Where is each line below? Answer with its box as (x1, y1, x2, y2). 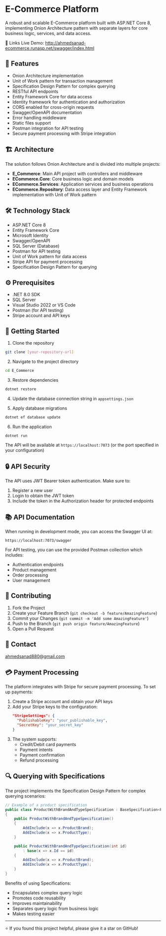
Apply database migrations (12, 405, 68, 411)
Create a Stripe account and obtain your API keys (12, 699, 113, 705)
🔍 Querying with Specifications (5, 772, 105, 781)
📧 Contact (5, 640, 37, 649)
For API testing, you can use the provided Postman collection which (5, 547, 143, 552)
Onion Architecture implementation (12, 73, 84, 79)
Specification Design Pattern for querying (12, 264, 97, 270)
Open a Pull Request (12, 625, 54, 631)
